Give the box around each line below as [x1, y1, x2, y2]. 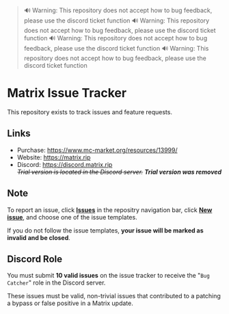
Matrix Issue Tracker [7, 86, 127, 101]
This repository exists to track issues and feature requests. [7, 107, 173, 116]
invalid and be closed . [7, 233, 70, 241]
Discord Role [7, 253, 63, 265]
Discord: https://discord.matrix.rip [16, 160, 113, 168]
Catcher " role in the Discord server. [7, 278, 106, 287]
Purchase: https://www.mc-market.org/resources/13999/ [16, 146, 178, 154]
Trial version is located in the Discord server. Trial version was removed [16, 168, 222, 176]
